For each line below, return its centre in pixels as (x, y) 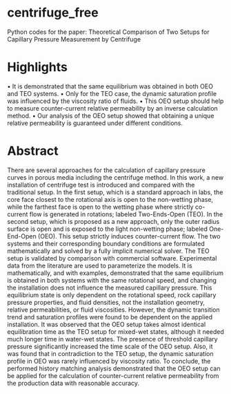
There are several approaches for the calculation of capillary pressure (106, 170)
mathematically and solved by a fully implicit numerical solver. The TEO (109, 251)
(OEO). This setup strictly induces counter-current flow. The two (129, 236)
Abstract (33, 151)
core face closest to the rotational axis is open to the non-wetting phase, (110, 199)
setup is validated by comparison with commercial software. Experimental (112, 258)
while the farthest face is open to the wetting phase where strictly (101, 207)
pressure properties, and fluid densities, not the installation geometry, (106, 302)
